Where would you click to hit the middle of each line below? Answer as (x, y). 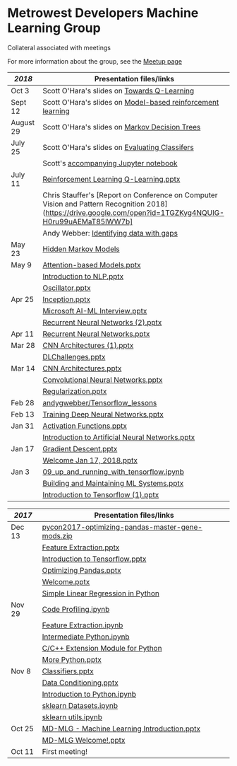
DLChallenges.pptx (74, 356)
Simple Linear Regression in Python (101, 593)
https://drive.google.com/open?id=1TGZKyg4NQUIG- (135, 212)
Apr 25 (22, 299)
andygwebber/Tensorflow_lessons (99, 402)
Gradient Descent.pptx (80, 448)
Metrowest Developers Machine (103, 13)
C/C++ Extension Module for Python (102, 648)
